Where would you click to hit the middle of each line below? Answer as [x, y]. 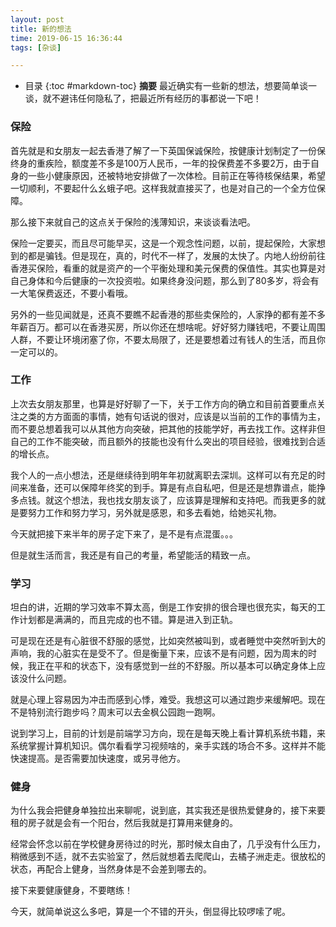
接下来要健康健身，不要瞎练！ [71, 890]
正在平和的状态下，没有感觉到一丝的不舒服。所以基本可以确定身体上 [176, 666]
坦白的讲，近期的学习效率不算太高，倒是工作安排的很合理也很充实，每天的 [163, 607]
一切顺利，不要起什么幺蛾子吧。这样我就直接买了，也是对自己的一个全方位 [163, 188]
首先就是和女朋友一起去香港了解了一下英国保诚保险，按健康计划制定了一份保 [168, 150]
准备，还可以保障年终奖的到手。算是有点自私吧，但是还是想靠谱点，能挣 [176, 487]
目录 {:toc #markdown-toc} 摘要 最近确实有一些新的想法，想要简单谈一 [170, 86]
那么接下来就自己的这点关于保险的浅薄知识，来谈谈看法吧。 [133, 222]
